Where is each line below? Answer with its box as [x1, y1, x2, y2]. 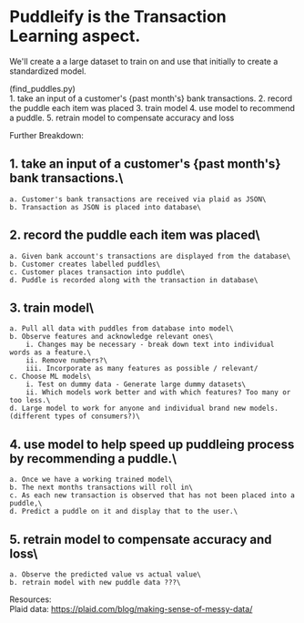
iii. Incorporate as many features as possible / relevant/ [25, 364, 258, 373]
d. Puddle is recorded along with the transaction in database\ [9, 275, 258, 284]
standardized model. [9, 66, 86, 77]
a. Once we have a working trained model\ [9, 475, 173, 485]
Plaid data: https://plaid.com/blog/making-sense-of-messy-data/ [9, 604, 253, 614]
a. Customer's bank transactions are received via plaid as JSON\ [9, 194, 267, 204]
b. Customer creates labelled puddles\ [9, 260, 161, 269]
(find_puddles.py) [9, 83, 76, 94]
